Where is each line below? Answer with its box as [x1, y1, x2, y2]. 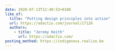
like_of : [5, 12, 23, 17]
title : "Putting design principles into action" [9, 16, 111, 21]
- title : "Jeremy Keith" [14, 30, 65, 34]
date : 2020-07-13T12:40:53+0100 [5, 7, 71, 12]
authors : [9, 25, 27, 30]
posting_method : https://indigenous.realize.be [5, 39, 104, 44]
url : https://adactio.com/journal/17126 [9, 20, 93, 26]
